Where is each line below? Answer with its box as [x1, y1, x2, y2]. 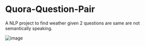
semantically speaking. [5, 25, 52, 31]
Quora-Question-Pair [5, 3, 95, 15]
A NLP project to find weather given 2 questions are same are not [5, 20, 140, 26]
